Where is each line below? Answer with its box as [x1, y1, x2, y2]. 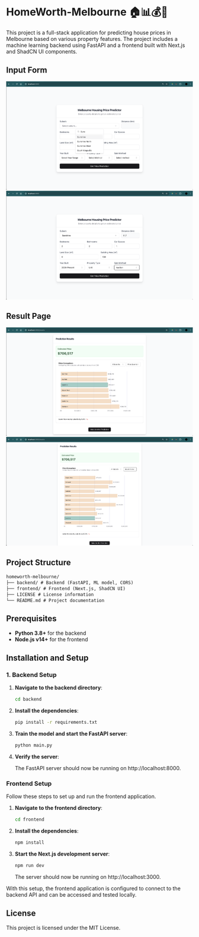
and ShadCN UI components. [6, 48, 78, 55]
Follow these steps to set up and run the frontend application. [6, 793, 156, 800]
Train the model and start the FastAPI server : [14, 730, 128, 737]
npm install [14, 840, 44, 846]
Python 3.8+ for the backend [14, 629, 86, 637]
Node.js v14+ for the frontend [14, 635, 88, 642]
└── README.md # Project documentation [6, 597, 105, 603]
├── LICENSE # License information [6, 591, 94, 597]
